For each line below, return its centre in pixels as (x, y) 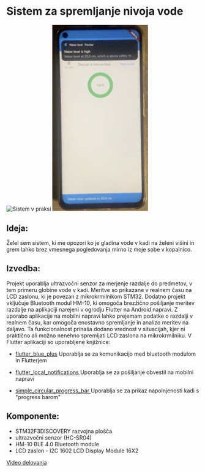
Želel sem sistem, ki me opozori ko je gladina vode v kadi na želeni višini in (100, 242)
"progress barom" (38, 397)
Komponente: (33, 417)
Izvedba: (24, 268)
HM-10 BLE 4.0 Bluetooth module (57, 444)
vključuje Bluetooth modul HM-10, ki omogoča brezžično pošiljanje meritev (100, 303)
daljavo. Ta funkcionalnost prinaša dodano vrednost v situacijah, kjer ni (96, 329)
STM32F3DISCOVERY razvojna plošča (64, 431)
